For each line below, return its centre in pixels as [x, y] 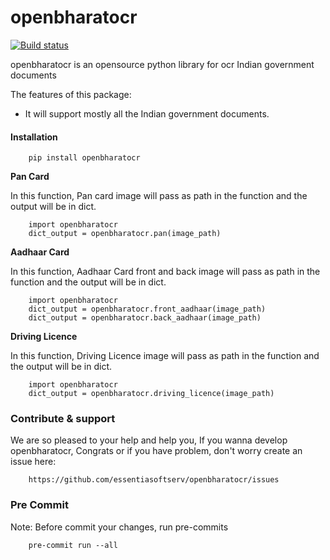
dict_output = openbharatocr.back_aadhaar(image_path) [145, 318]
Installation [34, 137]
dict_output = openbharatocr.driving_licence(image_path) [151, 394]
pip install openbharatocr [84, 158]
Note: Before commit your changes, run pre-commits [119, 527]
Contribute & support [63, 419]
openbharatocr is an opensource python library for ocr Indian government [162, 64]
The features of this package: [71, 94]
